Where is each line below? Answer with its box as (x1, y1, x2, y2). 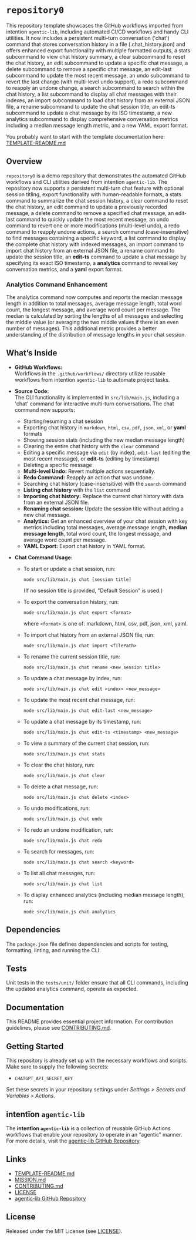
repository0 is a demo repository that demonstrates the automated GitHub (6, 172, 187, 179)
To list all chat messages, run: (23, 869, 96, 876)
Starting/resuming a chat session (23, 418, 104, 425)
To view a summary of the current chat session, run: (23, 740, 150, 747)
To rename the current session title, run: (23, 653, 120, 660)
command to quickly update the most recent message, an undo (16, 216, 169, 223)
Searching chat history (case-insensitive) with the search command (23, 480, 187, 487)
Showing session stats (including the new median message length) (23, 436, 185, 443)
